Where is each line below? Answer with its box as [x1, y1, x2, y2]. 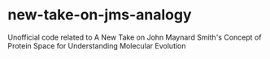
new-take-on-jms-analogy [7, 6, 192, 24]
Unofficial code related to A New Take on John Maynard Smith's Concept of [7, 32, 262, 42]
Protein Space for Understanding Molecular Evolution [7, 40, 186, 50]
